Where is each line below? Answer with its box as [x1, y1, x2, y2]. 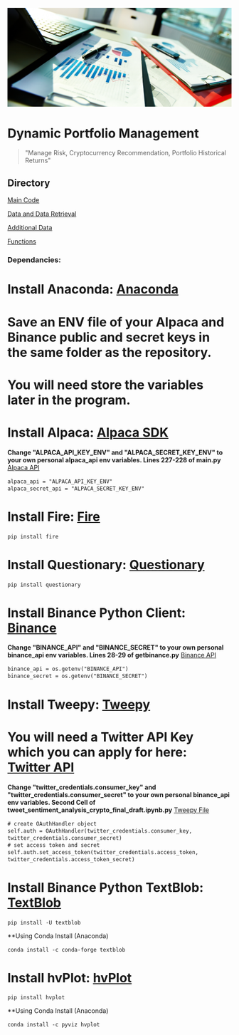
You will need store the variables [7, 377, 204, 392]
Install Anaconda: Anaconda [7, 281, 179, 298]
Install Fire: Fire [7, 509, 101, 524]
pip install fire [7, 533, 59, 540]
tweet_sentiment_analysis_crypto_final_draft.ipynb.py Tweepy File [7, 806, 210, 814]
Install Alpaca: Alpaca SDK [7, 425, 169, 440]
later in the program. [7, 392, 131, 408]
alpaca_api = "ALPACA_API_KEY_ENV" [7, 478, 113, 485]
